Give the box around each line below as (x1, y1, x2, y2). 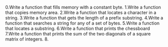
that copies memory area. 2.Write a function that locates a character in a (5, 9, 157, 15)
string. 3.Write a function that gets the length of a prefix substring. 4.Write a (5, 15, 163, 20)
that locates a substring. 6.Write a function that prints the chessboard (5, 25, 150, 31)
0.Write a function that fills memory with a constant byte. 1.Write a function (5, 4, 161, 10)
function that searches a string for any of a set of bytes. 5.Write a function (5, 20, 160, 26)
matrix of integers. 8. (5, 36, 49, 42)
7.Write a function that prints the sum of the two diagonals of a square (5, 31, 151, 36)
